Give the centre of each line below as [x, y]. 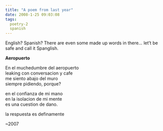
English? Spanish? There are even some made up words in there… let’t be [82, 43]
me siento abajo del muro [32, 79]
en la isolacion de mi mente [34, 99]
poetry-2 [19, 24]
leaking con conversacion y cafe [39, 73]
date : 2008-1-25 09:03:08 [32, 15]
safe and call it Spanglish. [32, 48]
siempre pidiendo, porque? [33, 84]
